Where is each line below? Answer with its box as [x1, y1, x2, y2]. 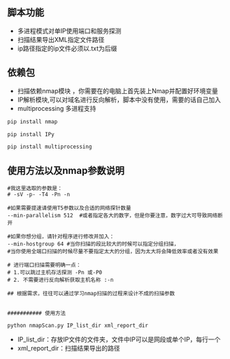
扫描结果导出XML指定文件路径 [17, 35, 105, 43]
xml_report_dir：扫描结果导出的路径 [17, 344, 120, 353]
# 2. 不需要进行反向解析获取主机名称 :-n [7, 276, 114, 284]
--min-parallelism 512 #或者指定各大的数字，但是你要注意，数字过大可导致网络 [7, 212, 218, 219]
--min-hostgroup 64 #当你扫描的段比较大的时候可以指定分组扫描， [7, 241, 180, 248]
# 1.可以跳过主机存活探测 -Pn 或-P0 [7, 269, 103, 276]
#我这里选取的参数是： [7, 185, 63, 192]
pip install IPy [7, 130, 55, 138]
